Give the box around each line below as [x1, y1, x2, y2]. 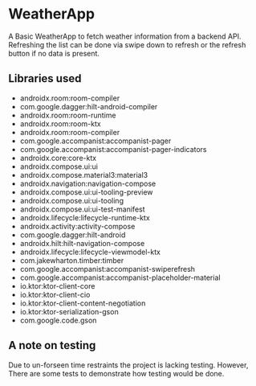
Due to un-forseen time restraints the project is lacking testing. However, [8, 359, 249, 370]
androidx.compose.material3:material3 [19, 170, 148, 179]
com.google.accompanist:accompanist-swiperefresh [19, 264, 195, 273]
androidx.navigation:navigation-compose [19, 179, 156, 188]
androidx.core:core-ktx [19, 153, 97, 162]
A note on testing [8, 339, 96, 352]
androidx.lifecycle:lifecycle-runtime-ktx [19, 212, 150, 222]
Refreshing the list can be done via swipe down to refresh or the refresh [8, 39, 246, 49]
